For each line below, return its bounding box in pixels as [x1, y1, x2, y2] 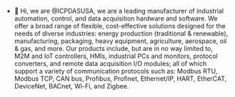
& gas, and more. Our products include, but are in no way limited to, [14, 45, 213, 52]
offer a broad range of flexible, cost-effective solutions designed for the [14, 22, 226, 30]
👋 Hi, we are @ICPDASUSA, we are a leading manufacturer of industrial [14, 7, 224, 15]
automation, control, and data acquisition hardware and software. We [14, 14, 218, 23]
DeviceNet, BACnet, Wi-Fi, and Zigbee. [14, 82, 129, 90]
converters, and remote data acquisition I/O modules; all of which [14, 59, 207, 67]
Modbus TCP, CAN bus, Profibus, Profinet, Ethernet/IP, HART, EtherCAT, [14, 74, 227, 83]
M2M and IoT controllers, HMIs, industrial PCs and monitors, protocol [14, 52, 218, 60]
